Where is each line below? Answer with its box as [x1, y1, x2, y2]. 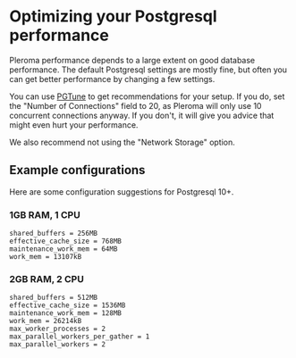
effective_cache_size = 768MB [9, 237, 123, 246]
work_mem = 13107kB [9, 253, 82, 262]
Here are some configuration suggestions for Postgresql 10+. [9, 186, 234, 197]
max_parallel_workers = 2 [9, 340, 106, 349]
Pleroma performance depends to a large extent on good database [9, 54, 256, 65]
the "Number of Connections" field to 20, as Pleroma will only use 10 [9, 100, 262, 111]
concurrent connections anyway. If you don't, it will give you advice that [9, 110, 275, 121]
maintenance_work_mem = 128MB [9, 309, 123, 318]
